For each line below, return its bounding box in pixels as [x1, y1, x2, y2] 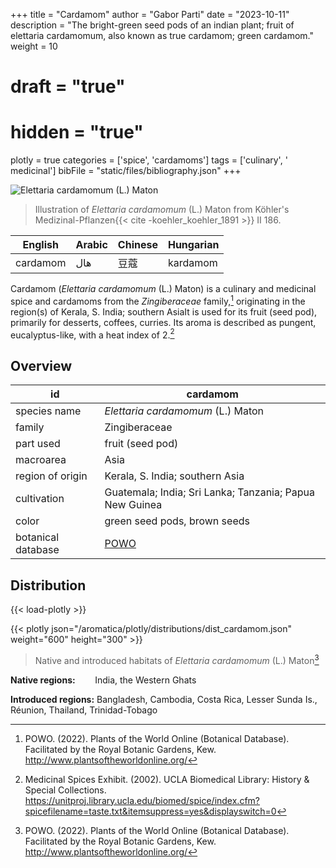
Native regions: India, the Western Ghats [10, 674, 197, 686]
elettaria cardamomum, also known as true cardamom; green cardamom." [10, 30, 314, 41]
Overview [10, 357, 73, 374]
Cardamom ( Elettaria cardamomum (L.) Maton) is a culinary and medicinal [10, 283, 317, 295]
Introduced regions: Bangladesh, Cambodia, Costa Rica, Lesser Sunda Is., [10, 693, 318, 705]
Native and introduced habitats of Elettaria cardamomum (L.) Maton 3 [34, 653, 320, 666]
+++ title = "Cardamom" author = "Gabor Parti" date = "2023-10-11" [10, 9, 290, 20]
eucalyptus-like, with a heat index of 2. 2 [10, 327, 175, 341]
